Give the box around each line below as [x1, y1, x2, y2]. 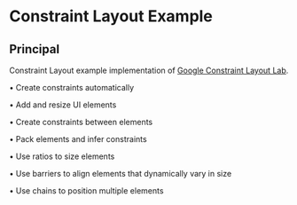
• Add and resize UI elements [9, 99, 117, 110]
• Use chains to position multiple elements [9, 185, 164, 196]
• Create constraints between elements [9, 117, 153, 127]
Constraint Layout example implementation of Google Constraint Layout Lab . [9, 65, 289, 75]
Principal [9, 42, 60, 57]
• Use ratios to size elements [9, 151, 115, 162]
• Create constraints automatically [9, 83, 135, 92]
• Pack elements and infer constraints [9, 134, 148, 144]
